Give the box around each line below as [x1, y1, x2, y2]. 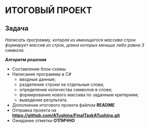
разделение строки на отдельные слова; [19, 81, 104, 87]
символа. [5, 48, 25, 53]
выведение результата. [19, 97, 68, 103]
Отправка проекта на [12, 107, 57, 113]
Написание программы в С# [12, 71, 72, 77]
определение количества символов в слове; [19, 87, 113, 92]
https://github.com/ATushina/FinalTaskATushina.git [12, 112, 120, 118]
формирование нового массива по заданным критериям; [19, 92, 139, 97]
